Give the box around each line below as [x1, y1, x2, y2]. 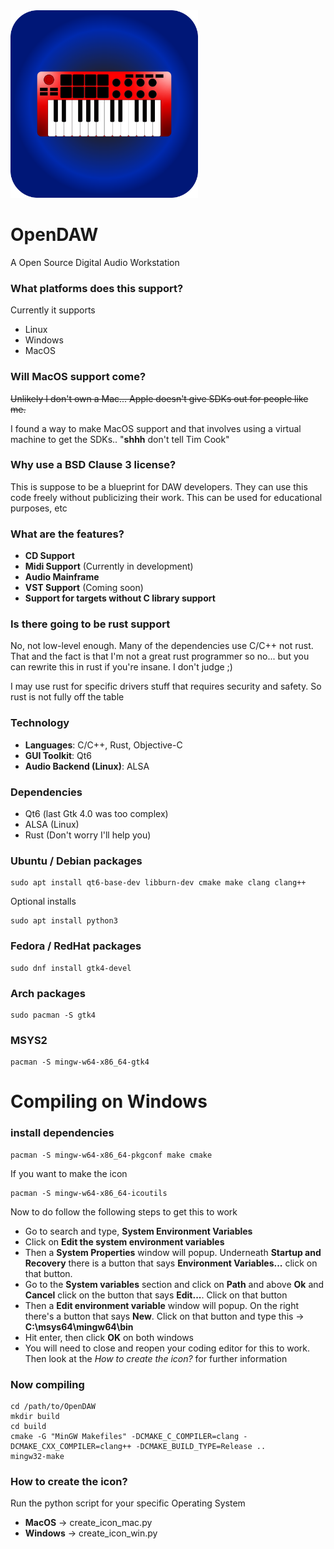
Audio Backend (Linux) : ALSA [24, 760, 150, 772]
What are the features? [10, 527, 125, 541]
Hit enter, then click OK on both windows [24, 1331, 194, 1343]
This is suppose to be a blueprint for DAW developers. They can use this [10, 480, 308, 493]
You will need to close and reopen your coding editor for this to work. [24, 1342, 311, 1354]
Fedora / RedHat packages [10, 939, 142, 953]
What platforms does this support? [10, 281, 184, 295]
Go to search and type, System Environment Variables [24, 1225, 253, 1237]
